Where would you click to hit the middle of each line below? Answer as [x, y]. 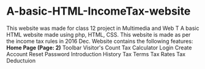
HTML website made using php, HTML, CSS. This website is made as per [99, 34]
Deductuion [21, 60]
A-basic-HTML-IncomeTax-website [99, 11]
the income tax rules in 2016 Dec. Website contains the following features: [100, 41]
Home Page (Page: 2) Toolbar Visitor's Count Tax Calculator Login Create [99, 48]
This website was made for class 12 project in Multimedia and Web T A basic [103, 28]
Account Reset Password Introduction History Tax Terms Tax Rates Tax [96, 54]
